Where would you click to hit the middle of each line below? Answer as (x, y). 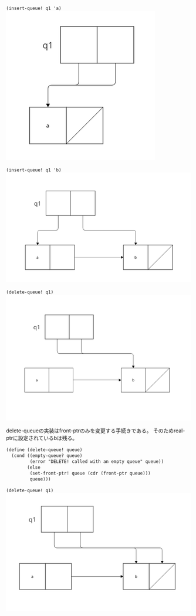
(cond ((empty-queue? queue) (47, 456)
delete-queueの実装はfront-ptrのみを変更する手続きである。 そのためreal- (96, 431)
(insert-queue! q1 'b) (34, 170)
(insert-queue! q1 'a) (34, 8)
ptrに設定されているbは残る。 (42, 438)
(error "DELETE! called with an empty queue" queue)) (97, 462)
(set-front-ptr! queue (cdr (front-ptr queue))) (90, 473)
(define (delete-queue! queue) (44, 450)
